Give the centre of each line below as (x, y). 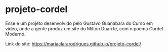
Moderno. (15, 34)
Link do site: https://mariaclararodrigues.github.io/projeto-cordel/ (73, 43)
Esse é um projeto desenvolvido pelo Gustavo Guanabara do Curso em (79, 23)
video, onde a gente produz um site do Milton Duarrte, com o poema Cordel (84, 28)
